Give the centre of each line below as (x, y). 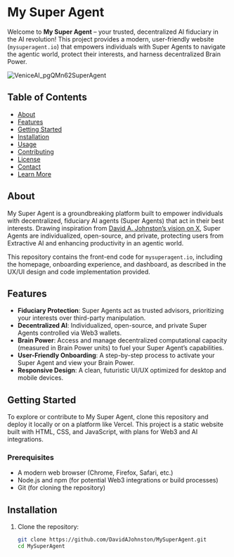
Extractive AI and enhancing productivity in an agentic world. (96, 243)
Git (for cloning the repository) (61, 488)
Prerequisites (31, 458)
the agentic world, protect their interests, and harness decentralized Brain (114, 54)
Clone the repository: (48, 527)
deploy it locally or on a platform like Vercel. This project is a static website (115, 424)
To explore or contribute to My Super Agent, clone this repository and (108, 417)
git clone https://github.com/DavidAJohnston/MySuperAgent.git (112, 540)
